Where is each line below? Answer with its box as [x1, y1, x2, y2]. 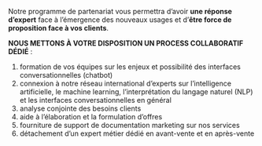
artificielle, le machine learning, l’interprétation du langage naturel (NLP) [19, 87, 253, 97]
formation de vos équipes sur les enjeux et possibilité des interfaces [19, 62, 242, 71]
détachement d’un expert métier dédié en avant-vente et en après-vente [19, 129, 255, 138]
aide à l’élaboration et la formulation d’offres [19, 112, 163, 121]
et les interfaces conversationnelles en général [19, 96, 172, 104]
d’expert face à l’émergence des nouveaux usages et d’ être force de [8, 15, 232, 24]
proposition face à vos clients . [8, 24, 109, 32]
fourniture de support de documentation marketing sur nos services [19, 121, 240, 130]
